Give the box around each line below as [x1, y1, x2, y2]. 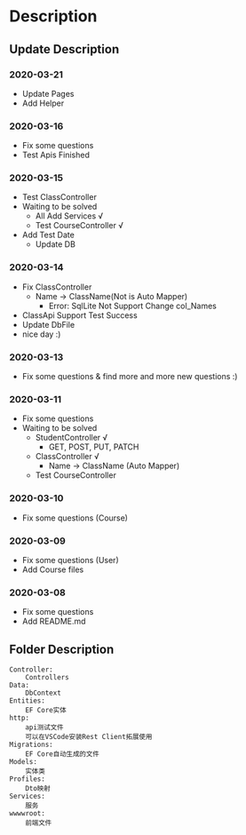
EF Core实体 [25, 706, 67, 715]
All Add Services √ [35, 211, 104, 221]
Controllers [25, 673, 69, 682]
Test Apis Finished [21, 149, 91, 161]
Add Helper [21, 98, 65, 108]
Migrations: [9, 740, 53, 750]
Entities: [9, 696, 46, 705]
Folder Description [9, 641, 115, 656]
